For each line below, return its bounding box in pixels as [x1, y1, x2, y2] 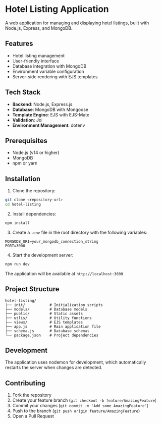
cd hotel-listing [5, 202, 41, 207]
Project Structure [5, 285, 59, 293]
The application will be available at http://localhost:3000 [5, 270, 123, 276]
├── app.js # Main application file [5, 324, 101, 329]
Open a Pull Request [12, 413, 54, 419]
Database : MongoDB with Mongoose [12, 106, 88, 112]
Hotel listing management [12, 53, 65, 58]
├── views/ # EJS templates [5, 319, 83, 325]
